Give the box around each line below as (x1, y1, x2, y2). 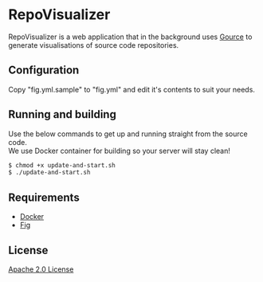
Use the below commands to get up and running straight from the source (8, 129, 249, 139)
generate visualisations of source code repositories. (8, 40, 179, 49)
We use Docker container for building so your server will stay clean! (8, 146, 231, 155)
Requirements (8, 190, 80, 204)
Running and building (8, 108, 117, 121)
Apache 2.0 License (8, 264, 74, 274)
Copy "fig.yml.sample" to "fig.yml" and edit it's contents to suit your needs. (8, 84, 255, 94)
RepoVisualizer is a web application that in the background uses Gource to (8, 32, 253, 41)
